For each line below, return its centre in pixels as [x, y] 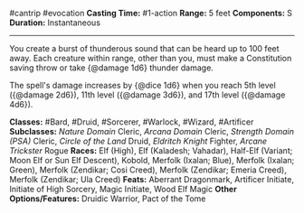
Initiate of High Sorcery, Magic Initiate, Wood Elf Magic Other [123, 189]
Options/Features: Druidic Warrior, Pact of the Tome [108, 199]
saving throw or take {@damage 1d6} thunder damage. [112, 68]
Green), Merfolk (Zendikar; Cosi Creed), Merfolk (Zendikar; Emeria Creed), [148, 170]
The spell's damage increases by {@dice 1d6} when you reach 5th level [142, 85]
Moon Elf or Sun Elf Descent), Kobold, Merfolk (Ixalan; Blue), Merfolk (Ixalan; [152, 160]
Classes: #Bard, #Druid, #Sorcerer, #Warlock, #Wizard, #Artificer [132, 122]
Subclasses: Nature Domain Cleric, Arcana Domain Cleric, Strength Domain [152, 131]
